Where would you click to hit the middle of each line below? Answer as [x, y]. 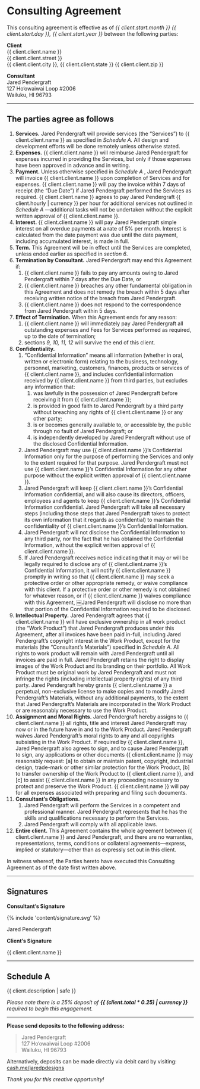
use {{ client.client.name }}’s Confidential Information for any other [106, 469]
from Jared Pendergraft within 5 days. [71, 310]
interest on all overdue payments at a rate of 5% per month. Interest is [101, 228]
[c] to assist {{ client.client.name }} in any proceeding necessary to [97, 780]
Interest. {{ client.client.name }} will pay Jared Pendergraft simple [96, 222]
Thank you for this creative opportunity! [55, 1079]
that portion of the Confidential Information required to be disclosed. [108, 609]
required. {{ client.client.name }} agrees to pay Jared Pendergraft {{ [98, 197]
